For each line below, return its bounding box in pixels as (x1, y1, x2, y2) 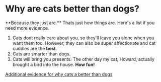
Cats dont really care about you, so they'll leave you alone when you (12, 35, 154, 41)
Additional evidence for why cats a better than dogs (5, 71, 113, 77)
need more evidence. (5, 25, 49, 31)
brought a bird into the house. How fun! (12, 61, 95, 67)
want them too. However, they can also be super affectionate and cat (12, 40, 156, 46)
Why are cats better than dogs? (5, 3, 140, 15)
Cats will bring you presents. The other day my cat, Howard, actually (12, 56, 155, 62)
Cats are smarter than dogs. (12, 51, 71, 57)
